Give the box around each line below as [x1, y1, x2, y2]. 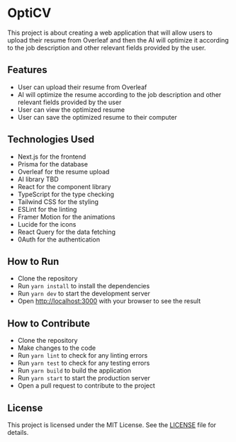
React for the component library [17, 182, 111, 191]
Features [7, 64, 47, 76]
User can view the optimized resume [17, 105, 125, 114]
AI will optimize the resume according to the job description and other [17, 90, 222, 98]
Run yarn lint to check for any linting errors [17, 351, 148, 360]
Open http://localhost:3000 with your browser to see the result [17, 297, 201, 305]
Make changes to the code [17, 344, 96, 352]
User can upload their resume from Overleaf [17, 83, 147, 91]
